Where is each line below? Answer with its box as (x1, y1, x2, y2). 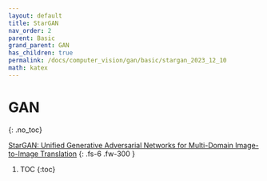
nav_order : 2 (8, 26, 52, 34)
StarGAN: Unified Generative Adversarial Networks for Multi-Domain (8, 140, 233, 150)
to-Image (8, 149, 38, 159)
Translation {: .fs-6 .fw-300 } (39, 149, 136, 159)
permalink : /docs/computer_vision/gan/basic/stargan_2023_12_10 (8, 57, 227, 65)
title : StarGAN (8, 19, 59, 27)
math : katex (8, 64, 48, 72)
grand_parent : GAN (8, 42, 70, 50)
